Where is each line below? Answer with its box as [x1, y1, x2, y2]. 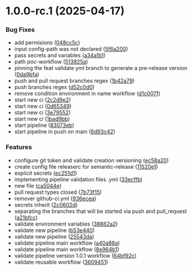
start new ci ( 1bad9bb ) [14, 115, 70, 123]
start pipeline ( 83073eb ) [14, 121, 74, 129]
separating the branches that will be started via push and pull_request [14, 208, 187, 215]
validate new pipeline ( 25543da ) [14, 233, 95, 240]
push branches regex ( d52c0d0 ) [14, 84, 95, 91]
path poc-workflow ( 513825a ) [14, 58, 88, 65]
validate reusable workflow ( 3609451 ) [14, 258, 108, 266]
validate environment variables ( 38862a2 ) [14, 220, 118, 227]
